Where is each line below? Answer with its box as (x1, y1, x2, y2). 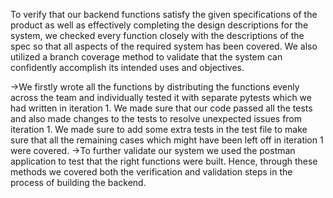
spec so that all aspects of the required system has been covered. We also (10, 40, 318, 52)
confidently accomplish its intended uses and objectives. (10, 62, 245, 73)
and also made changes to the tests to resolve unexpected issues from (10, 113, 303, 124)
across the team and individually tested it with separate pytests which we (10, 92, 312, 103)
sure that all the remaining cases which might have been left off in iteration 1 (10, 134, 324, 146)
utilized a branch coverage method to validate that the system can (10, 51, 283, 63)
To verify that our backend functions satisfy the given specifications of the (10, 9, 318, 20)
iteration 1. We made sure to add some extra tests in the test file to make (10, 124, 308, 135)
